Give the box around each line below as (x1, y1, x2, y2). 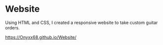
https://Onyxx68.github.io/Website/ (5, 34, 77, 40)
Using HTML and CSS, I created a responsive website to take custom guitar (5, 20, 158, 25)
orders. (5, 24, 20, 30)
